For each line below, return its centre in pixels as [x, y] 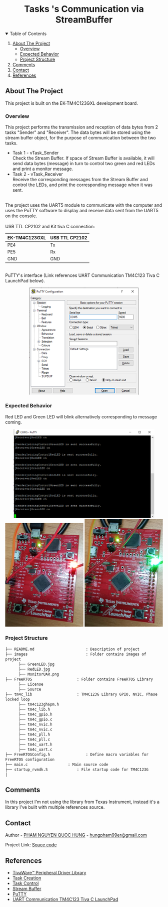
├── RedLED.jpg [34, 669]
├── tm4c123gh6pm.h [38, 704]
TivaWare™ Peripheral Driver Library [49, 872]
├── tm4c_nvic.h [35, 724]
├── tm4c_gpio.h [35, 714]
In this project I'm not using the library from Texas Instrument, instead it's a [82, 802]
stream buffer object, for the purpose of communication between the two [80, 138]
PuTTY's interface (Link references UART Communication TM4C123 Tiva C [82, 275]
